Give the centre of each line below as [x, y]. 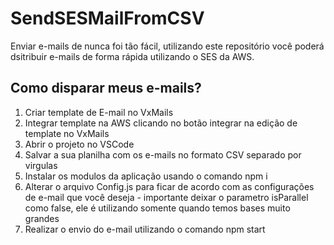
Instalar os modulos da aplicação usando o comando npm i [146, 176]
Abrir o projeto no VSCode [79, 144]
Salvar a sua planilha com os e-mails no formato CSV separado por [163, 154]
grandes [42, 218]
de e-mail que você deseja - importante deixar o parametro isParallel [166, 197]
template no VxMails [67, 133]
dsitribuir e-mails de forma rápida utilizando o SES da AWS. [132, 56]
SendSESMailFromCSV [107, 18]
